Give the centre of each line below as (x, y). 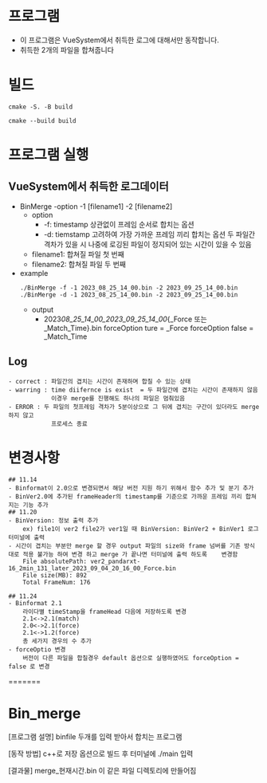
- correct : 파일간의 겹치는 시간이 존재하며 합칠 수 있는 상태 (100, 381)
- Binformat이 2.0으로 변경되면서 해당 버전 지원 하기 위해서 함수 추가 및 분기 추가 (131, 488)
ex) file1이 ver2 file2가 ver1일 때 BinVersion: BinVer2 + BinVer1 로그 (141, 529)
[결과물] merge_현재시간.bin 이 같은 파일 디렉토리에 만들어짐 (102, 770)
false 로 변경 (29, 667)
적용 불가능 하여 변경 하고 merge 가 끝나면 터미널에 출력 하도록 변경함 (130, 554)
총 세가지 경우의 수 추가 (57, 641)
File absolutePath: (55, 561)
